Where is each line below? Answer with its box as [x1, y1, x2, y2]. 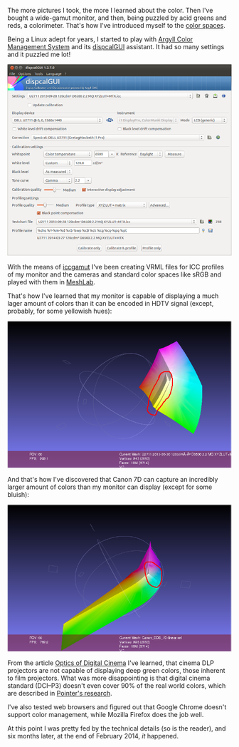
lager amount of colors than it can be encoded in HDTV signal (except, [7, 299, 214, 307]
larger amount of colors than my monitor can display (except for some [7, 483, 213, 491]
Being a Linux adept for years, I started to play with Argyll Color [7, 35, 193, 43]
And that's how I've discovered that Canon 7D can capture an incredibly [7, 475, 218, 484]
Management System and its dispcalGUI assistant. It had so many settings [7, 43, 225, 51]
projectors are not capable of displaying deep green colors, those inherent [7, 666, 225, 675]
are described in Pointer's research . [7, 689, 112, 698]
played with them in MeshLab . [7, 277, 96, 286]
